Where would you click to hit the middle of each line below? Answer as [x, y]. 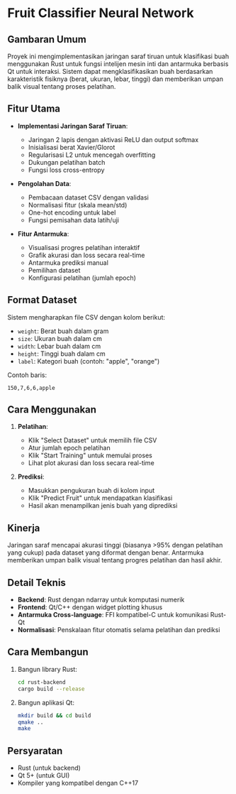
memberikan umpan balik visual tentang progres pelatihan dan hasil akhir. [115, 560]
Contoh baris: [27, 375]
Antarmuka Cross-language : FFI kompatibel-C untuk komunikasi [113, 615]
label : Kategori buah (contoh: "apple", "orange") [89, 361]
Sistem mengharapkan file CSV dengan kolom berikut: [86, 317]
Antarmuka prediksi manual [68, 262]
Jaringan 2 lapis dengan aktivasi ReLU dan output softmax [113, 139]
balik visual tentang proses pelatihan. [62, 86]
